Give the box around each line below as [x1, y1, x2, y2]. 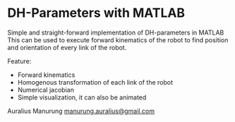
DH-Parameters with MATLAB [7, 5, 186, 21]
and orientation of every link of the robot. [7, 43, 127, 51]
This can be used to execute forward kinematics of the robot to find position [7, 35, 229, 44]
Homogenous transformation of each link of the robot [17, 78, 174, 86]
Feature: [7, 56, 32, 65]
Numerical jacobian [17, 85, 74, 94]
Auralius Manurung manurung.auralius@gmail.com [7, 106, 155, 115]
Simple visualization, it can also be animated [17, 93, 147, 102]
